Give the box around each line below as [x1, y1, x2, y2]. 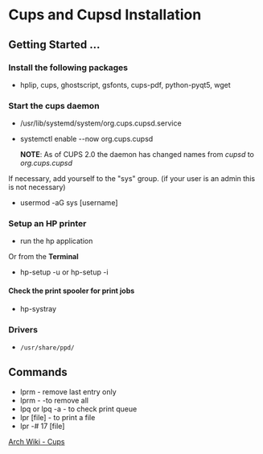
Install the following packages [8, 62, 129, 73]
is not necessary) [8, 183, 66, 192]
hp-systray [19, 303, 57, 313]
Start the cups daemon [8, 100, 100, 111]
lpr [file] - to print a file [19, 412, 96, 422]
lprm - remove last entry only [19, 386, 117, 396]
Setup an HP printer [8, 218, 87, 229]
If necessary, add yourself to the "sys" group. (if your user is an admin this [8, 174, 256, 184]
